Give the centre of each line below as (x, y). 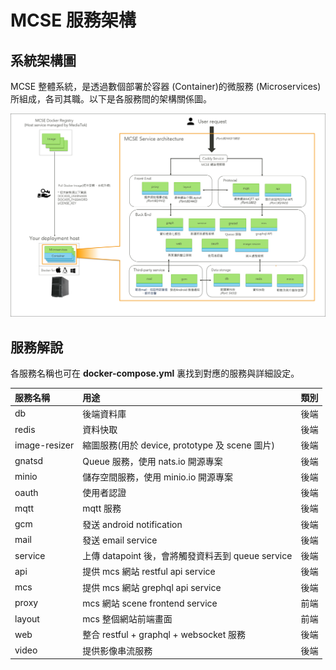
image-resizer (44, 445)
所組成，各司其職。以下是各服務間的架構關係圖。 (111, 99)
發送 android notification (132, 524)
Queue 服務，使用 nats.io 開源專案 (152, 461)
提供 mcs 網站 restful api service (149, 572)
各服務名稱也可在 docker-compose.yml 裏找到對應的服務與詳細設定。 (155, 373)
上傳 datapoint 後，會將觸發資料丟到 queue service (187, 556)
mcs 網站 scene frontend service (150, 603)
